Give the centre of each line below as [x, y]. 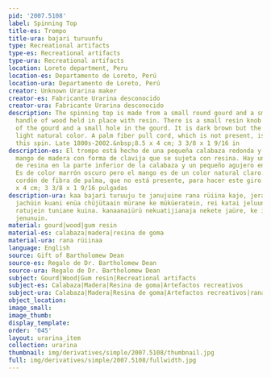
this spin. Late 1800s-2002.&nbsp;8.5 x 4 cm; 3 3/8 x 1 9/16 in [128, 143]
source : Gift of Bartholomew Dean [67, 255]
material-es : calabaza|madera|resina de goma [86, 233]
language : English [39, 248]
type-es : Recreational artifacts [65, 53]
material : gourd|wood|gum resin [63, 226]
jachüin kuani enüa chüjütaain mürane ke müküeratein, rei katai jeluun [140, 203]
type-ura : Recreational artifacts [67, 61]
